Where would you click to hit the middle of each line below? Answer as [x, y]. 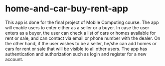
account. [14, 59]
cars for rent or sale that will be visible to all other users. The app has [76, 49]
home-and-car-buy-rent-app [67, 9]
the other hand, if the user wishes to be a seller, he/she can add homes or [81, 43]
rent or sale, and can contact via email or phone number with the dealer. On [83, 38]
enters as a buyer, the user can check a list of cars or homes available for [81, 33]
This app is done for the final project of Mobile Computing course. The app [82, 22]
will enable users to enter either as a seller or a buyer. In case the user [77, 27]
